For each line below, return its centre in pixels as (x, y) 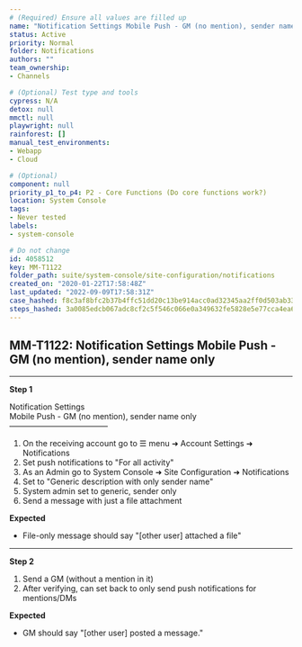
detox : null (31, 109)
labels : (24, 226)
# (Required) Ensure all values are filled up (98, 18)
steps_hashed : (36, 309)
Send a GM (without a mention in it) (88, 579)
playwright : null (42, 126)
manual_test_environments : (60, 143)
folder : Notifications (52, 51)
